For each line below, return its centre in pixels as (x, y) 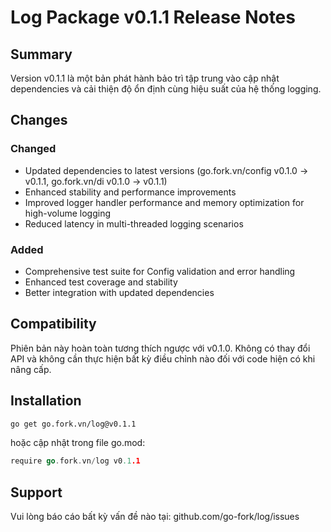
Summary (41, 54)
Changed (33, 149)
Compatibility (53, 324)
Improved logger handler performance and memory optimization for (164, 202)
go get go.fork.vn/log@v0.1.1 (73, 424)
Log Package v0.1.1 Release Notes (153, 17)
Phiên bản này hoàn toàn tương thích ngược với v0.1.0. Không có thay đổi (160, 348)
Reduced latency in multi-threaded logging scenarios (134, 223)
